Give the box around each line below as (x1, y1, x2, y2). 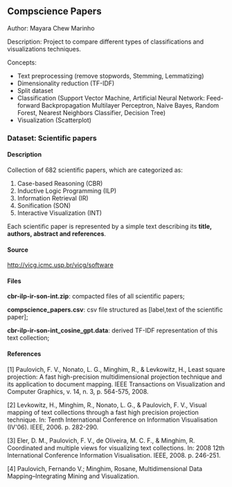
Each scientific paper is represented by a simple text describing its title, (7, 222, 213, 230)
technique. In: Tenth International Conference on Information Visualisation (7, 416, 218, 424)
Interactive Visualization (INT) (17, 208, 102, 217)
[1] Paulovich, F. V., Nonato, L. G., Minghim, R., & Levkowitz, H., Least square (7, 365, 226, 373)
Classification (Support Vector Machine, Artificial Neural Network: (17, 94, 206, 102)
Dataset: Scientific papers (7, 133, 97, 143)
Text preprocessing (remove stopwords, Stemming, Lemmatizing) (17, 71, 204, 80)
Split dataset (17, 86, 53, 94)
